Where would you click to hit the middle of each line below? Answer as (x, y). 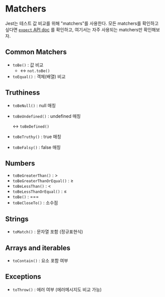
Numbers (20, 163)
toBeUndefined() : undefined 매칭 (47, 116)
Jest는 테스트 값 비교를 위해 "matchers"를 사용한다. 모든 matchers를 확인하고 (82, 23)
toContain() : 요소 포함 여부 (40, 261)
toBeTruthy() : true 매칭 (37, 136)
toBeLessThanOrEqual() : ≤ (39, 191)
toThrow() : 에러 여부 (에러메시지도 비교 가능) (57, 289)
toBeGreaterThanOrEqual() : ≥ (43, 181)
